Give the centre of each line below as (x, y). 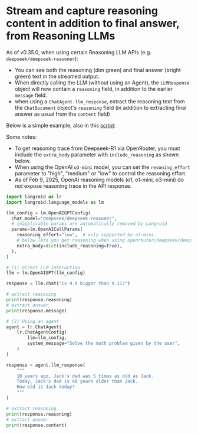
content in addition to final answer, (93, 23)
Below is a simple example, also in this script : (61, 125)
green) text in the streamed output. (57, 76)
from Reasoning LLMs (61, 36)
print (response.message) (37, 311)
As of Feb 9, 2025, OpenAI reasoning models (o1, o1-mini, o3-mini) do (99, 180)
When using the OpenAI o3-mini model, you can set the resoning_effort (102, 167)
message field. (31, 95)
